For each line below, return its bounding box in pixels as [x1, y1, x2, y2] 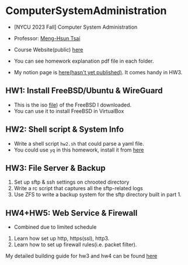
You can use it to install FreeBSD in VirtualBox [13, 107, 124, 115]
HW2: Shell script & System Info [5, 125, 124, 135]
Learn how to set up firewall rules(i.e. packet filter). [13, 241, 137, 248]
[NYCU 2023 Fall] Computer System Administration [13, 23, 138, 30]
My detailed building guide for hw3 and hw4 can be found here [5, 253, 158, 260]
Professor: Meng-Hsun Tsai [13, 35, 81, 42]
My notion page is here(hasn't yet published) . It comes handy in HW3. [13, 68, 183, 75]
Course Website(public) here [13, 46, 83, 53]
